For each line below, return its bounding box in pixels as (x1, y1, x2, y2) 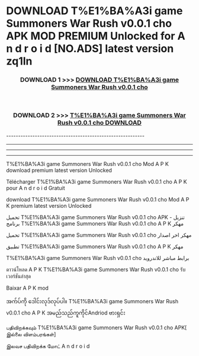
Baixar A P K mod (6, 284, 49, 291)
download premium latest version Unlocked (6, 166, 113, 174)
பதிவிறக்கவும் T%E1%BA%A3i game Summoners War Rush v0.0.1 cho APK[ (6, 324, 187, 331)
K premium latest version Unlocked (6, 202, 92, 209)
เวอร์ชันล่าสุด (6, 272, 31, 280)
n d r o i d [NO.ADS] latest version (6, 42, 174, 56)
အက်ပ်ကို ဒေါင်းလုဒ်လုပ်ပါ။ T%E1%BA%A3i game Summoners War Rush (6, 297, 179, 304)
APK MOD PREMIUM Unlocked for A (6, 30, 185, 43)
